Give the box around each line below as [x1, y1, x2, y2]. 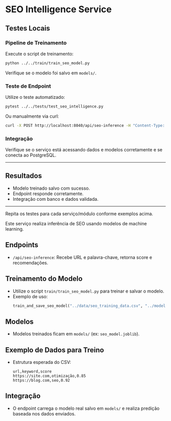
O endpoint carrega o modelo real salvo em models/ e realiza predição [12, 405, 160, 411]
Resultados [5, 172, 42, 180]
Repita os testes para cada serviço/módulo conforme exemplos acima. [5, 210, 154, 217]
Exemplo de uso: [12, 293, 48, 299]
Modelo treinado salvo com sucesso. [12, 185, 90, 191]
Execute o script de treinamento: [5, 50, 74, 57]
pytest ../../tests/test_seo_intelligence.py [5, 104, 103, 109]
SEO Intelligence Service [5, 4, 112, 15]
